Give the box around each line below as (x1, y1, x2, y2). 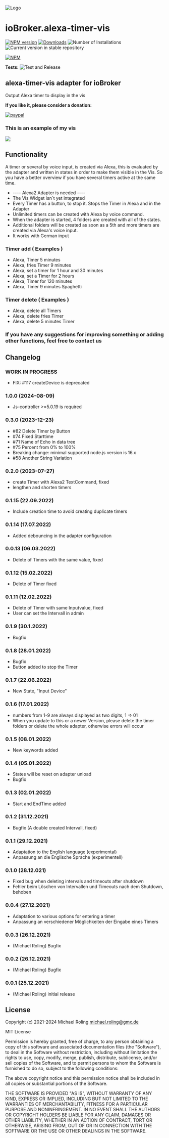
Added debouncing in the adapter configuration (12, 533, 112, 539)
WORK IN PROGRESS (5, 368, 58, 375)
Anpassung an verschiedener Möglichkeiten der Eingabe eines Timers (12, 918, 159, 925)
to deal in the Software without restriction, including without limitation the (5, 1049, 157, 1056)
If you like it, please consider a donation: (5, 102, 92, 108)
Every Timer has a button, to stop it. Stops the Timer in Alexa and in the (12, 200, 161, 206)
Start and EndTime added (12, 801, 66, 807)
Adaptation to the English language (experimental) (12, 849, 117, 855)
